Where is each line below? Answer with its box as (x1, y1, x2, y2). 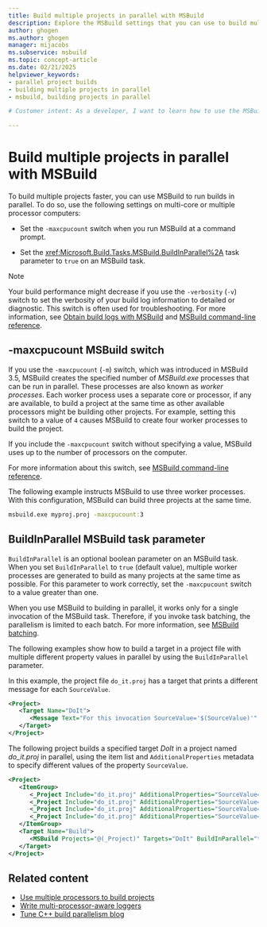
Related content (8, 871, 89, 885)
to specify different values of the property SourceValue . (8, 760, 188, 770)
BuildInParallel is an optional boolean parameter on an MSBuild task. (8, 554, 238, 563)
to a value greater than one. (8, 587, 99, 597)
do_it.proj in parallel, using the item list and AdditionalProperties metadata (8, 751, 254, 761)
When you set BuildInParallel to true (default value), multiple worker (8, 562, 238, 572)
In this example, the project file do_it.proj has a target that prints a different (8, 676, 258, 686)
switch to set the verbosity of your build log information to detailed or (8, 295, 235, 305)
